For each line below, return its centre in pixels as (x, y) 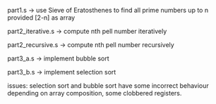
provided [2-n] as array (41, 18)
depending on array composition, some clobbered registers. (95, 93)
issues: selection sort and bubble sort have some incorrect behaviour (108, 86)
